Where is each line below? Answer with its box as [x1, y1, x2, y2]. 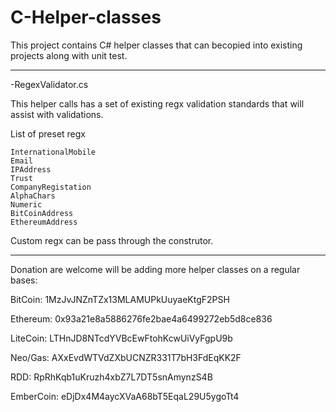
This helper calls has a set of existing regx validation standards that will [10, 97, 305, 110]
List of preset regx [10, 127, 86, 140]
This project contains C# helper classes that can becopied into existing [10, 39, 303, 51]
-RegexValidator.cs [10, 78, 89, 90]
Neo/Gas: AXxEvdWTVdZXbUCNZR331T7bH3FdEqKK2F [10, 351, 242, 363]
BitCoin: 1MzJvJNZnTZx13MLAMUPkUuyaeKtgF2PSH [10, 293, 230, 305]
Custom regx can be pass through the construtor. [10, 234, 214, 246]
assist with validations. [10, 108, 104, 120]
